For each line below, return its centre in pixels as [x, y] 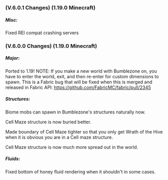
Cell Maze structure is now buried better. [48, 122]
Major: [13, 58]
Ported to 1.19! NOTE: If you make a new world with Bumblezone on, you [81, 71]
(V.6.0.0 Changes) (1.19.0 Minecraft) [51, 46]
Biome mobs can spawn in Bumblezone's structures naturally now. [76, 112]
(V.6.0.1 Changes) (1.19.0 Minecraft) [50, 8]
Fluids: [13, 159]
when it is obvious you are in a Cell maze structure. [59, 137]
